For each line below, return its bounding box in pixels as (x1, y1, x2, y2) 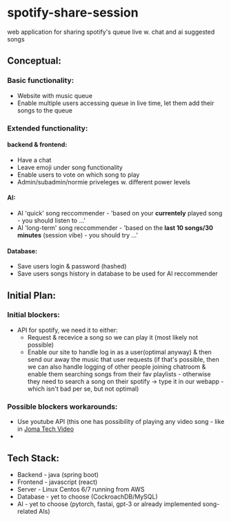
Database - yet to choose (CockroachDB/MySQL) (17, 492, 159, 501)
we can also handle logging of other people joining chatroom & (27, 362, 206, 371)
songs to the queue (17, 106, 72, 115)
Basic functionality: (7, 76, 74, 86)
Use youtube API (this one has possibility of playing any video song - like (17, 418, 225, 426)
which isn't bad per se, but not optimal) (27, 385, 139, 393)
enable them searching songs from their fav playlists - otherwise (27, 369, 212, 378)
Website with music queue (17, 91, 93, 99)
